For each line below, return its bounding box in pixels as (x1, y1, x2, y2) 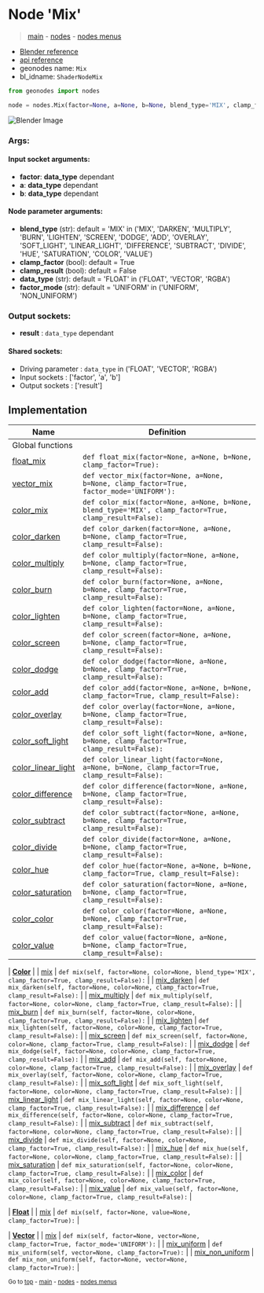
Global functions (12, 440, 73, 451)
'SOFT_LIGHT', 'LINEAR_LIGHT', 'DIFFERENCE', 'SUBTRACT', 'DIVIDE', (19, 241, 246, 251)
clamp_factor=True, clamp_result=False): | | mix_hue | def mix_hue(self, (8, 1144, 249, 1153)
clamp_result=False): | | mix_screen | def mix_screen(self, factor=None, (8, 1031, 248, 1041)
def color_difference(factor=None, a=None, (82, 782, 248, 791)
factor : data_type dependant (19, 171, 115, 182)
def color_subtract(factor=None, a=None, (82, 808, 240, 817)
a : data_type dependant (19, 180, 98, 189)
